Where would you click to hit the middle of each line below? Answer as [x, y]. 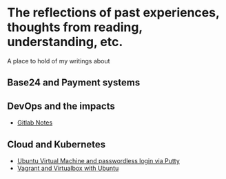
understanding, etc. [65, 42]
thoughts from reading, [75, 27]
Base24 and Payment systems [74, 83]
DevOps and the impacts [61, 106]
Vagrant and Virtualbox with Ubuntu [68, 168]
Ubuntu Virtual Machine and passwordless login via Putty [99, 160]
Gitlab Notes [35, 123]
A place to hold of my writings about [59, 61]
